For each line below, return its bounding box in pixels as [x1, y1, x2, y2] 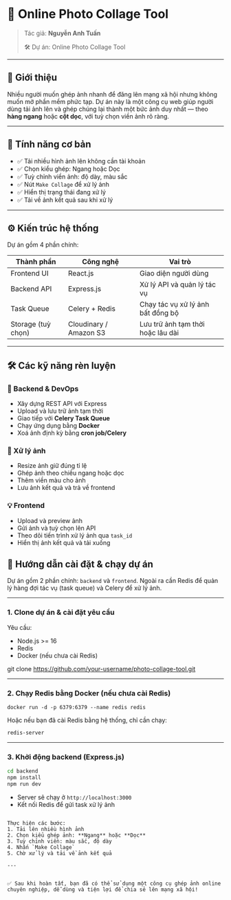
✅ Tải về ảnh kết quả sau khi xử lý [16, 196, 113, 204]
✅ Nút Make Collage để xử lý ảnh [16, 180, 110, 188]
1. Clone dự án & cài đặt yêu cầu [7, 608, 115, 617]
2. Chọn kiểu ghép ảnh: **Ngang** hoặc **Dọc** [7, 832, 146, 839]
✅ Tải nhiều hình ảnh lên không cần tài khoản [16, 156, 146, 165]
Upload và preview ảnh [16, 516, 83, 524]
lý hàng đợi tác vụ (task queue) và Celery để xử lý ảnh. [7, 584, 162, 592]
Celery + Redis [67, 304, 115, 314]
